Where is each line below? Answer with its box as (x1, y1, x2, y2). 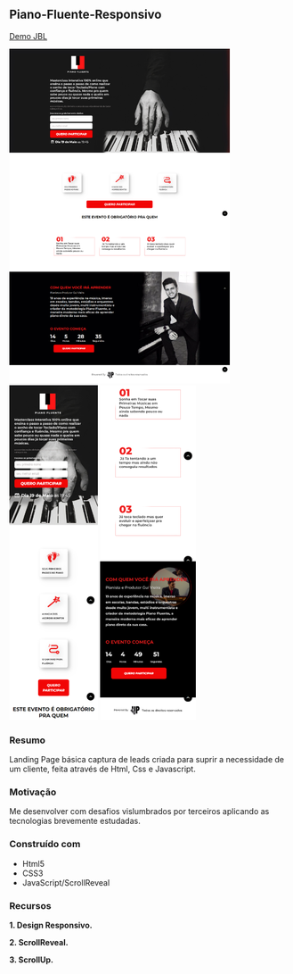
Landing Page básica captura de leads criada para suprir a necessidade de (9, 754, 285, 765)
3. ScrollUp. (9, 954, 53, 965)
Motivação (9, 786, 57, 798)
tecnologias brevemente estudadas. (9, 816, 141, 827)
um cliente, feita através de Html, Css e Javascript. (9, 763, 196, 775)
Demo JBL (9, 30, 47, 41)
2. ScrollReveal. (9, 937, 69, 947)
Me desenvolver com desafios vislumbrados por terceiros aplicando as (9, 806, 270, 817)
